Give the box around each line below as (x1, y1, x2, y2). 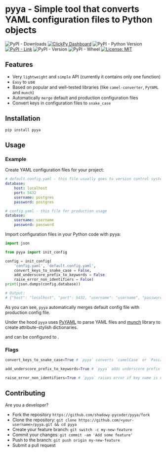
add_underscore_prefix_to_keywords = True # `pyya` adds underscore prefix (5, 366, 161, 371)
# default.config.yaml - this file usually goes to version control (5, 177, 149, 182)
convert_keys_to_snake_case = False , (14, 268, 92, 273)
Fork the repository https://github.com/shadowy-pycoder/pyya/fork (12, 412, 150, 418)
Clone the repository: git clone (12, 417, 77, 423)
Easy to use (12, 79, 36, 85)
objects (5, 25, 37, 36)
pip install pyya (5, 127, 41, 132)
